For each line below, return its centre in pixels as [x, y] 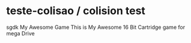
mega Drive [20, 33]
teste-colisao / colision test [76, 11]
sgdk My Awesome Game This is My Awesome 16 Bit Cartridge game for [95, 27]
